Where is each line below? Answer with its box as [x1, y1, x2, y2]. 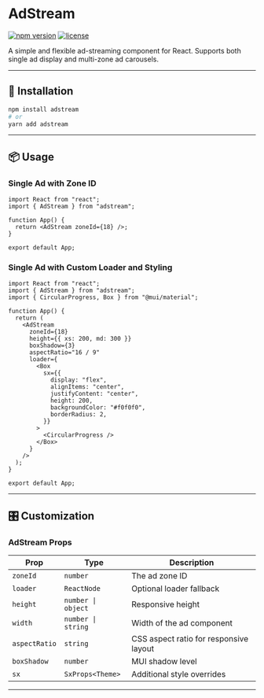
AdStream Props [8, 537, 72, 548]
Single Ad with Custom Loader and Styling [8, 261, 173, 272]
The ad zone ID [131, 571, 188, 582]
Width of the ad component [131, 618, 233, 629]
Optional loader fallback [131, 583, 220, 594]
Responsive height [131, 599, 200, 610]
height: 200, [49, 397, 93, 405]
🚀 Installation [8, 84, 74, 98]
